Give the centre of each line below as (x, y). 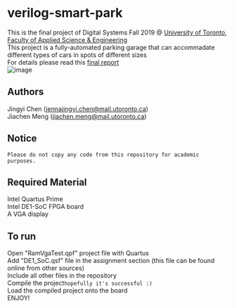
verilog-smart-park (65, 13)
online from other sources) (46, 268)
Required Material (47, 182)
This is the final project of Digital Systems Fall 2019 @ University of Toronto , (117, 32)
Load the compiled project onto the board (67, 290)
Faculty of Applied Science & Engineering (67, 39)
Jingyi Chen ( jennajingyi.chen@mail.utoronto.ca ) (78, 109)
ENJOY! (19, 298)
